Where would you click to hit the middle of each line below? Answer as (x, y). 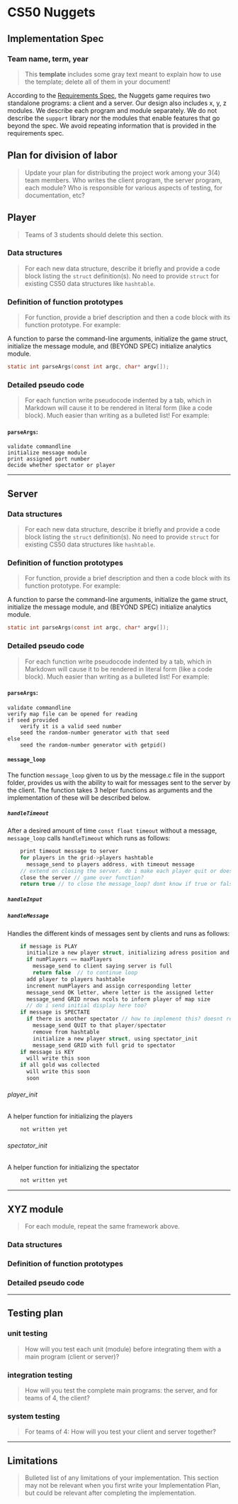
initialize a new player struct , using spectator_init (115, 1038)
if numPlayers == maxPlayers (69, 960)
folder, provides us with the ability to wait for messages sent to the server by (119, 783)
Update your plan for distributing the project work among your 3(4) (123, 172)
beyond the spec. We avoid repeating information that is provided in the (112, 126)
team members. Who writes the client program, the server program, (123, 180)
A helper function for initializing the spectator (73, 1168)
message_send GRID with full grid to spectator (104, 1045)
